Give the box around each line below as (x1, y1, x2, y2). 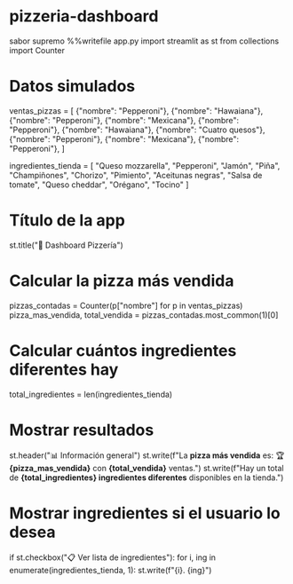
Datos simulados (9, 76, 136, 97)
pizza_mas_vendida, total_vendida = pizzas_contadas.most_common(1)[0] (9, 309, 279, 320)
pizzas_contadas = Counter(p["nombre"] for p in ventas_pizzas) (9, 300, 243, 311)
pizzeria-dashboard (9, 6, 159, 27)
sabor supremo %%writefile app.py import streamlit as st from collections (9, 36, 280, 46)
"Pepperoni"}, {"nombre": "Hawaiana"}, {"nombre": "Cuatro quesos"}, (9, 124, 265, 135)
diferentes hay (9, 359, 119, 379)
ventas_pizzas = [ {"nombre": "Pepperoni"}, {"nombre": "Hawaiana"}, (9, 105, 264, 116)
